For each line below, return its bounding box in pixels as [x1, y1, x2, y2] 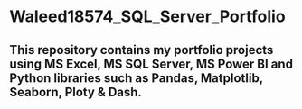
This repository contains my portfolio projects [9, 42, 274, 58]
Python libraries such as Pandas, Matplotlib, [9, 70, 264, 86]
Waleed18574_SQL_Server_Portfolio [9, 6, 287, 27]
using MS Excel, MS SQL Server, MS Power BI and [9, 56, 294, 71]
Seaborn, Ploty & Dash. [9, 84, 143, 100]
